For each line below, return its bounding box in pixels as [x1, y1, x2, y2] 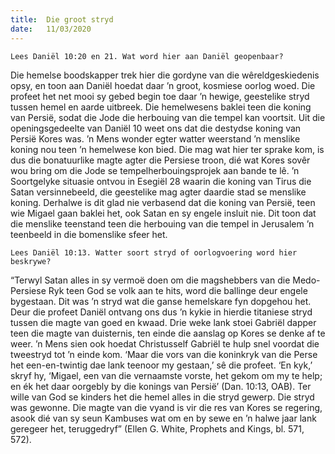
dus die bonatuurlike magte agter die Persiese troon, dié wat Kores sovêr [10, 154, 311, 166]
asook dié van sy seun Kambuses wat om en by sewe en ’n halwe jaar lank [10, 412, 317, 424]
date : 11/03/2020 [10, 24, 92, 34]
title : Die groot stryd [10, 14, 114, 25]
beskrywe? [10, 256, 52, 266]
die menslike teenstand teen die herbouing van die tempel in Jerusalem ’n [10, 217, 315, 230]
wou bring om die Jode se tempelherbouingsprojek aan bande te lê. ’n [10, 164, 300, 176]
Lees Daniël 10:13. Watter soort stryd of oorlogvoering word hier [10, 247, 298, 258]
